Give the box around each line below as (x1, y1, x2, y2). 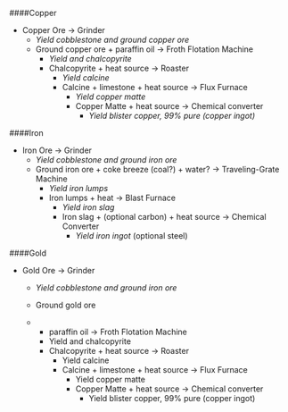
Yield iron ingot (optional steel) (75, 231, 189, 240)
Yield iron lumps (48, 183, 109, 193)
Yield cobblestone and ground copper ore (35, 35, 190, 45)
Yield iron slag (62, 202, 115, 213)
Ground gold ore (35, 299, 96, 310)
